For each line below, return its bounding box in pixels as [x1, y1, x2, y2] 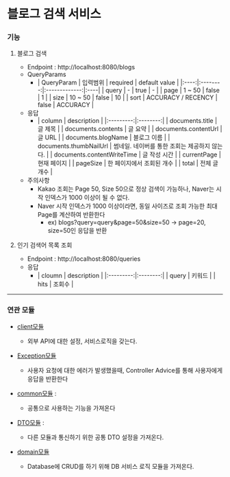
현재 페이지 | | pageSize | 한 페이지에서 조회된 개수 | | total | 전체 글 [37, 159, 219, 167]
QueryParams [27, 70, 66, 79]
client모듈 [16, 322, 44, 330]
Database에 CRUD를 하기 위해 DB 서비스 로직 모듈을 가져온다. [27, 462, 194, 470]
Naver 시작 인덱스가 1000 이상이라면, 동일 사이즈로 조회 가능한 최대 [37, 202, 218, 210]
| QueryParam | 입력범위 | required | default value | [37, 78, 179, 86]
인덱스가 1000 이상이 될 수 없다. [44, 194, 130, 202]
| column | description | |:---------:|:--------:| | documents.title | [37, 117, 218, 125]
